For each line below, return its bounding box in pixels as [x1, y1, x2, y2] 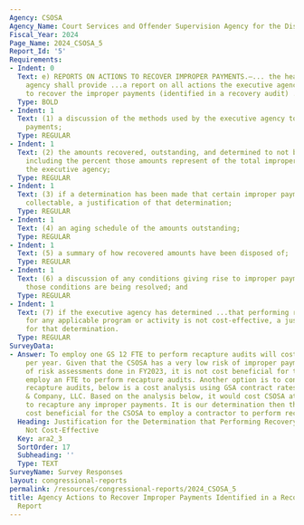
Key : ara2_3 [17, 434, 63, 444]
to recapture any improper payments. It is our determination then [25, 400, 285, 410]
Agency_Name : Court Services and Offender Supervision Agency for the [9, 22, 281, 31]
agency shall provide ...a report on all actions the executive [25, 81, 273, 90]
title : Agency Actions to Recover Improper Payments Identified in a [9, 492, 278, 502]
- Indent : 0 [9, 64, 54, 73]
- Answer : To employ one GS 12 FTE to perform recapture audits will [9, 349, 278, 358]
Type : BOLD [17, 97, 59, 107]
